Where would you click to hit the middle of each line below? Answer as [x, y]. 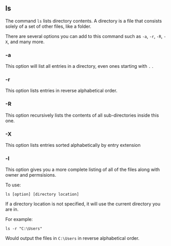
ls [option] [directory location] [42, 195]
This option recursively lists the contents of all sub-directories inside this [82, 115]
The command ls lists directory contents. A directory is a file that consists [84, 21]
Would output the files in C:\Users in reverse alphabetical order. [72, 238]
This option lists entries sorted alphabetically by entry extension [73, 145]
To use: [13, 185]
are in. [12, 210]
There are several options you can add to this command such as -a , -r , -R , [84, 36]
